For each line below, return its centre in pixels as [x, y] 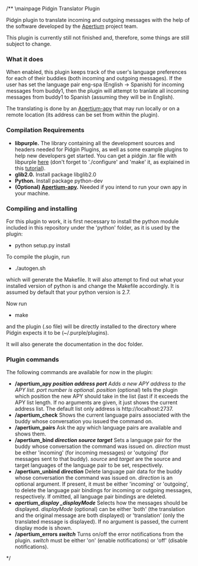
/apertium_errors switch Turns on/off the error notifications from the [99, 534]
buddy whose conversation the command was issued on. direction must [102, 446]
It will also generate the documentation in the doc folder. [75, 344]
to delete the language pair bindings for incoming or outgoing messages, [103, 490]
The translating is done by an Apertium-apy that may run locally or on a [93, 109]
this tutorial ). [30, 168]
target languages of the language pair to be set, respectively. [89, 465]
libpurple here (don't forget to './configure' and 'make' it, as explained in [102, 162]
